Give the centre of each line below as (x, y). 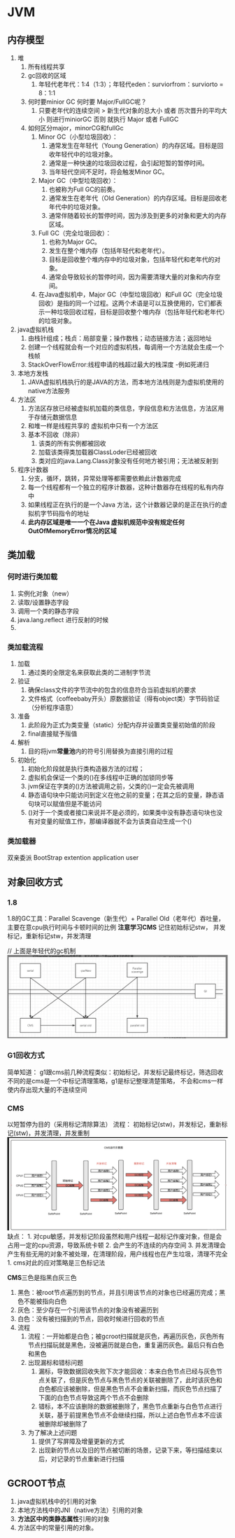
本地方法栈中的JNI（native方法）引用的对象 (80, 1510)
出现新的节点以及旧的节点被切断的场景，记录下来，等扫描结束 (127, 1450)
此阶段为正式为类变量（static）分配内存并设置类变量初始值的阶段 (121, 725)
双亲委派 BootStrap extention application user (73, 858)
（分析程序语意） (52, 707)
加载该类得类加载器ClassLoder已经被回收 (98, 452)
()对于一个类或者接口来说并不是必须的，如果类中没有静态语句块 (119, 812)
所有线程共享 (46, 67)
